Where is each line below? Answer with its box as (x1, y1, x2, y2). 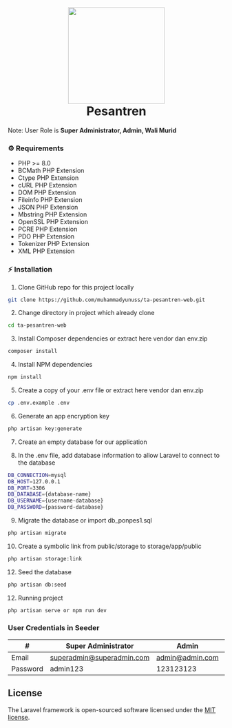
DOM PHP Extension (17, 188, 76, 196)
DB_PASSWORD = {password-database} (8, 504, 104, 511)
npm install (8, 374, 42, 381)
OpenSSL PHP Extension (17, 218, 89, 226)
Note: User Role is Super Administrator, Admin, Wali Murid (8, 126, 177, 134)
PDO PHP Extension (17, 232, 75, 241)
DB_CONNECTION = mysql (8, 472, 67, 478)
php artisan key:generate (8, 425, 82, 432)
